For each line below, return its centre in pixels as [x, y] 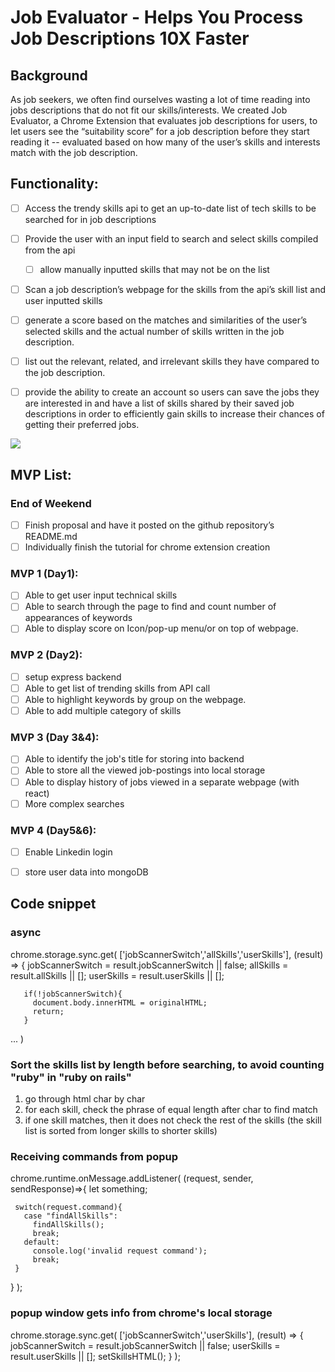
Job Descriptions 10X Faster [130, 38]
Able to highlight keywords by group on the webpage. [135, 699]
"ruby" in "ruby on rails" [71, 1077]
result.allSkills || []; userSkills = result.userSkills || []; [117, 975]
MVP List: [41, 474]
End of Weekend [51, 503]
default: [41, 1242]
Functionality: [54, 184]
